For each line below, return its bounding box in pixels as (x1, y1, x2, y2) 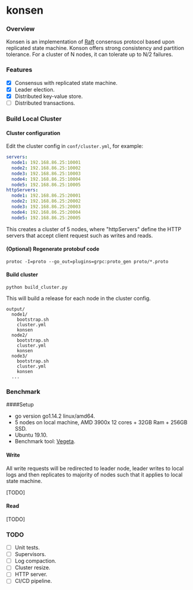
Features (6, 66, 33, 74)
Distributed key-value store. (14, 93, 83, 100)
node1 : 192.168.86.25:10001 (11, 160, 81, 166)
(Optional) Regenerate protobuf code (6, 245, 100, 253)
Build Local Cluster (6, 114, 62, 122)
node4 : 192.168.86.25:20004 (11, 209, 81, 215)
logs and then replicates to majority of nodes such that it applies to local (6, 471, 183, 478)
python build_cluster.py (6, 285, 68, 291)
